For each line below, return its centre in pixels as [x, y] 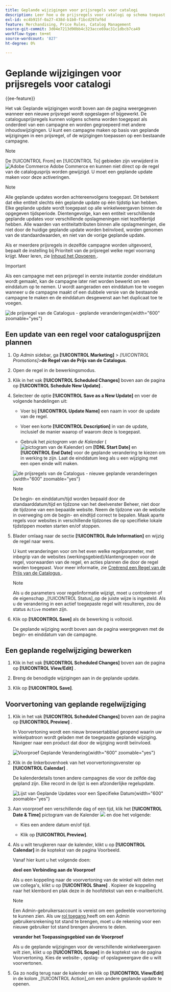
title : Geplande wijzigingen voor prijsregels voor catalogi [72, 10]
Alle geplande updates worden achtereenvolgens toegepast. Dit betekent [82, 197]
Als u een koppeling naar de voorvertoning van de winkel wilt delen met [88, 880]
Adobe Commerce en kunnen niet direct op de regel [104, 166]
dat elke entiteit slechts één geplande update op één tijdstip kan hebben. [82, 202]
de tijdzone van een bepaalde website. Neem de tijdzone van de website [89, 509]
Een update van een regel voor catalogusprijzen [83, 334]
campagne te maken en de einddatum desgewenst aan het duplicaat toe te [84, 297]
